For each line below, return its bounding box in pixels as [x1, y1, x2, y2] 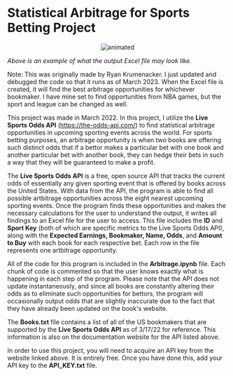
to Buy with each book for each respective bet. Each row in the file [7, 238, 200, 246]
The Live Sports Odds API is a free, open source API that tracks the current [7, 172, 225, 180]
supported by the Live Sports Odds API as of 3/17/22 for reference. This [7, 325, 216, 333]
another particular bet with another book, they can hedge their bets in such [7, 151, 224, 159]
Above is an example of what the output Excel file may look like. [7, 56, 192, 64]
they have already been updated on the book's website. [7, 304, 168, 312]
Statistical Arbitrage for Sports [7, 5, 190, 21]
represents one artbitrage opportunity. [7, 246, 118, 254]
